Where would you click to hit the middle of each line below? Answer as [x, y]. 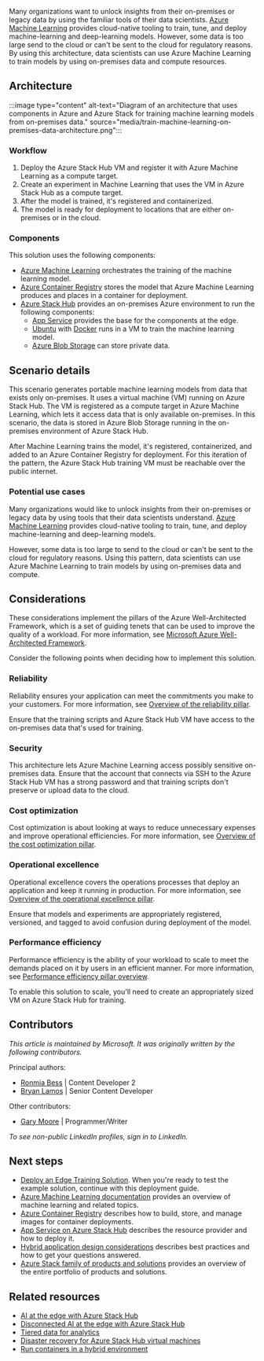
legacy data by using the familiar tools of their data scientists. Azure [119, 20]
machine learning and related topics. [79, 1205]
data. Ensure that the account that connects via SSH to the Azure [146, 773]
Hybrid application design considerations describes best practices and [135, 1247]
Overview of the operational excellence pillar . [82, 899]
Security [26, 748]
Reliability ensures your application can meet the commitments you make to [131, 696]
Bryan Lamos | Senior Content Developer [86, 1091]
